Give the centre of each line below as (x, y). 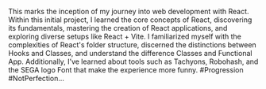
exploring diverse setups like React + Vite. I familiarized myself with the (125, 36)
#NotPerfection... (37, 78)
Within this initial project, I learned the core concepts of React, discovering (130, 20)
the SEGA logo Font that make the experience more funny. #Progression (126, 70)
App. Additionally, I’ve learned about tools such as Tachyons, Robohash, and (133, 61)
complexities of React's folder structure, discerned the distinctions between (132, 45)
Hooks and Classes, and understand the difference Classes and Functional (130, 53)
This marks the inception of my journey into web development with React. (129, 11)
